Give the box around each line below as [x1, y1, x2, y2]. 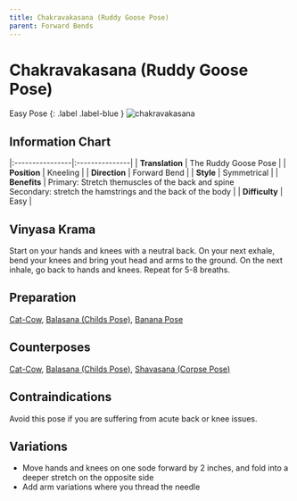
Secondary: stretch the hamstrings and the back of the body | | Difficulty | [9, 187, 284, 197]
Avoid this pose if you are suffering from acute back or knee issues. [9, 413, 258, 424]
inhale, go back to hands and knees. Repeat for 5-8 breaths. [9, 264, 230, 275]
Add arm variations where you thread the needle [21, 481, 201, 492]
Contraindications [9, 389, 112, 405]
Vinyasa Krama [9, 221, 96, 237]
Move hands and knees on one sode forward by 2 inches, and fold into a [21, 463, 289, 473]
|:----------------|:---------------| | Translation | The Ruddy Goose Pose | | [9, 158, 287, 169]
